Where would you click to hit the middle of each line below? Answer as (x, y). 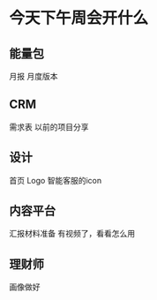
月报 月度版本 (34, 76)
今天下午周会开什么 (79, 18)
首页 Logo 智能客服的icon (56, 180)
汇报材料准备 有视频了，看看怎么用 (72, 234)
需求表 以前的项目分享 (49, 127)
